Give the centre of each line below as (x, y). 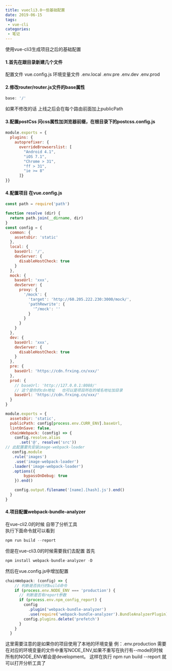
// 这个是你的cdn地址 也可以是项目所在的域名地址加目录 (69, 390)
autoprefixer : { (32, 142)
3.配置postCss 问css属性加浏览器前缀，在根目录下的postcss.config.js (80, 121)
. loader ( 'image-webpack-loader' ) (48, 466)
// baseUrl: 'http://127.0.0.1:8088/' (56, 385)
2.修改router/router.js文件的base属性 (45, 87)
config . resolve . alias (37, 438)
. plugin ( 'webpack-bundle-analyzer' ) (67, 610)
